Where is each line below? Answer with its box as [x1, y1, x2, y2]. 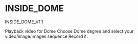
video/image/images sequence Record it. [5, 33, 88, 39]
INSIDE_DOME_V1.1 [5, 19, 43, 25]
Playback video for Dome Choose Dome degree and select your [5, 28, 134, 34]
